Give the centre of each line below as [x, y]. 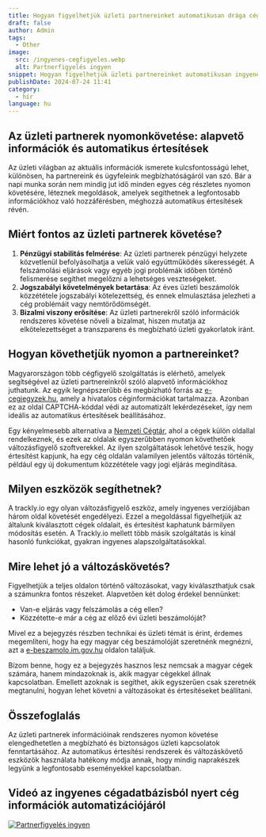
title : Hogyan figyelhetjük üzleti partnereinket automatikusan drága [127, 15]
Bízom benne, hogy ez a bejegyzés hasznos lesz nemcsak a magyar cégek [131, 665]
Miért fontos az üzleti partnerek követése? [115, 234]
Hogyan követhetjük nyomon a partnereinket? [124, 354]
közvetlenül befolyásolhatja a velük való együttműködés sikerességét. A [137, 261]
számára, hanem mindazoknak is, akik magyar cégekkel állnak [110, 674]
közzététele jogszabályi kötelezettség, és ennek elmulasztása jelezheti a [137, 295]
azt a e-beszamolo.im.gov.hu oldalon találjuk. [82, 650]
